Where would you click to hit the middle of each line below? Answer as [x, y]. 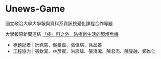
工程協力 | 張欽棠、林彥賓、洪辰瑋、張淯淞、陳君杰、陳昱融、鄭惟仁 [84, 51]
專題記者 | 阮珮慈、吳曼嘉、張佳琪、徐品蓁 [57, 45]
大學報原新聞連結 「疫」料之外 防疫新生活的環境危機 [62, 34]
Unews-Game [35, 9]
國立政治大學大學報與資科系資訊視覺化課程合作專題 [59, 23]
